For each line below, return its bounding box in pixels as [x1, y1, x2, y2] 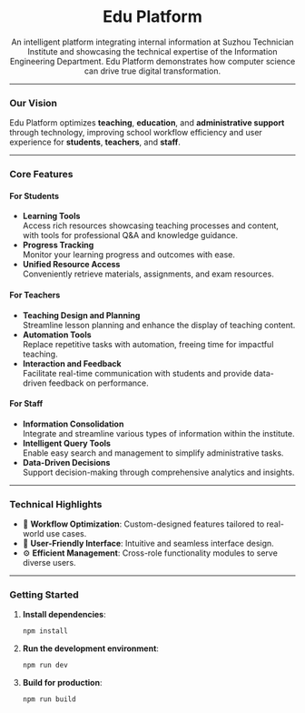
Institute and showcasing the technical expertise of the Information [27, 45, 278, 56]
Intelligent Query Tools [22, 437, 112, 448]
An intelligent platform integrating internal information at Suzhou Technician [11, 36, 294, 47]
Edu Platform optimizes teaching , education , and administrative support [9, 117, 285, 128]
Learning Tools [22, 211, 81, 222]
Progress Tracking [22, 239, 94, 251]
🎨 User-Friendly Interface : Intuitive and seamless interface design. [22, 538, 274, 549]
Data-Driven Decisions [22, 457, 111, 467]
